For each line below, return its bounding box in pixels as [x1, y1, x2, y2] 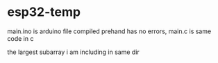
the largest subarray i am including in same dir [7, 48, 140, 56]
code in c [7, 34, 34, 42]
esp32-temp [7, 4, 81, 20]
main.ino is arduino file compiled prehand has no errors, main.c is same [7, 27, 212, 35]
